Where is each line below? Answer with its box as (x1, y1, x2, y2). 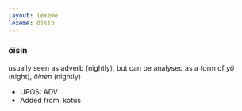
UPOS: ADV (19, 86, 58, 96)
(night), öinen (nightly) (8, 71, 82, 81)
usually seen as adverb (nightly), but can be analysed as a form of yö (8, 63, 235, 72)
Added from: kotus (19, 95, 82, 105)
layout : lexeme (8, 11, 59, 20)
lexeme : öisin (8, 19, 56, 27)
